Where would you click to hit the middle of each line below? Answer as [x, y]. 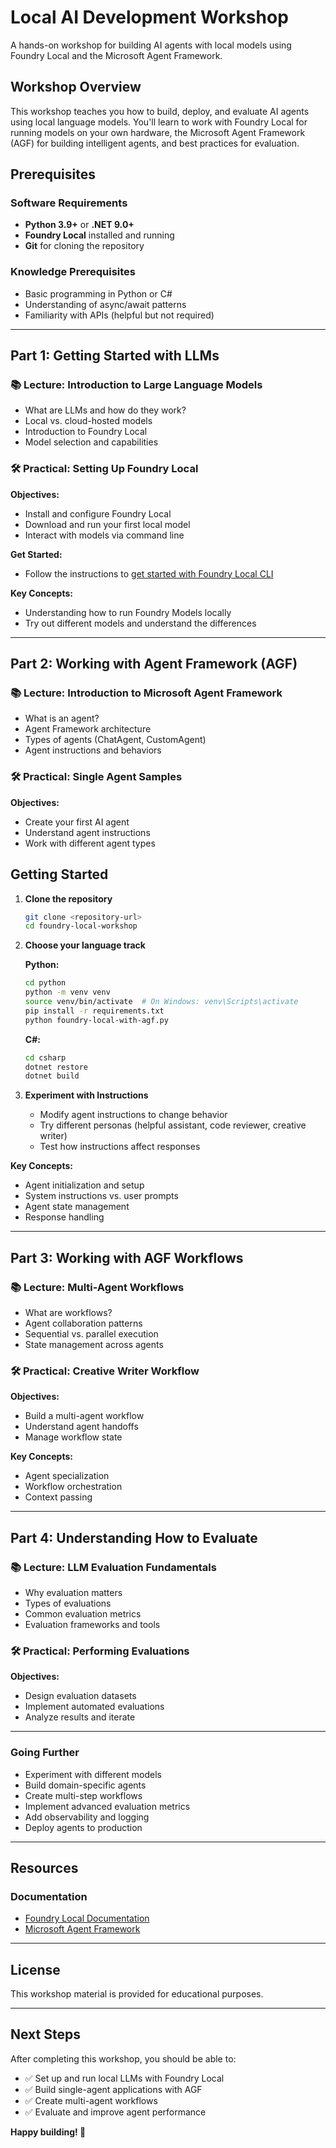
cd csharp [45, 1057]
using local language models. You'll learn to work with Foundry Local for [159, 122]
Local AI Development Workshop [149, 17]
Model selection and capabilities [91, 442]
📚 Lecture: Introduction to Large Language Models [136, 385]
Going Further [45, 1753]
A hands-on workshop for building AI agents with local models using [151, 45]
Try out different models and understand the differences [140, 623]
